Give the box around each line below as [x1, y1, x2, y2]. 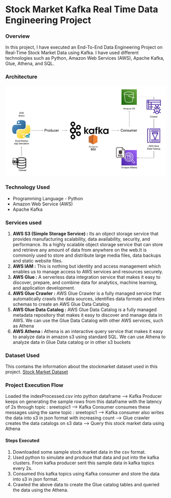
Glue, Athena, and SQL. [5, 60, 55, 67]
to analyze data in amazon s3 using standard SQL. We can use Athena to [12, 334, 166, 340]
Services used [5, 219, 42, 226]
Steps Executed [5, 438, 40, 444]
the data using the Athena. [12, 487, 69, 493]
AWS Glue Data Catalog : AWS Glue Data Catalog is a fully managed [12, 306, 157, 313]
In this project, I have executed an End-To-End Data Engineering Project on [5, 44, 163, 51]
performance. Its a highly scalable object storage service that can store [12, 241, 163, 247]
